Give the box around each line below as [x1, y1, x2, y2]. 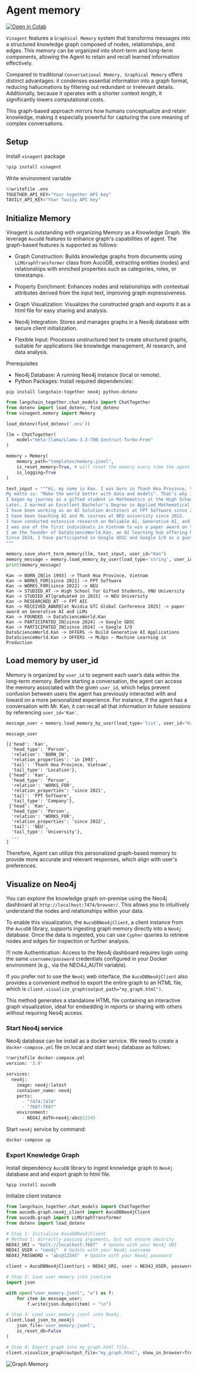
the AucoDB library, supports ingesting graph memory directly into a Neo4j [6, 925, 182, 932]
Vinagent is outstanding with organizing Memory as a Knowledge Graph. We [6, 229, 191, 236]
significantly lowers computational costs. [6, 95, 105, 103]
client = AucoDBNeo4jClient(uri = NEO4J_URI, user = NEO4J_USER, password [6, 1263, 193, 1269]
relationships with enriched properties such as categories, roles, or [14, 266, 177, 273]
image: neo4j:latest [16, 1082, 67, 1088]
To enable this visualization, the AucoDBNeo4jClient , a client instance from [6, 919, 184, 926]
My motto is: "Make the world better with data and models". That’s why [6, 491, 188, 497]
